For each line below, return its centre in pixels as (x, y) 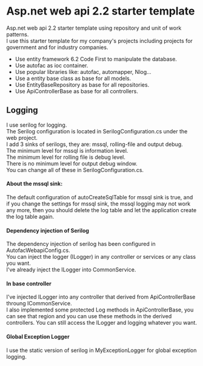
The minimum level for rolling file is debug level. (66, 157)
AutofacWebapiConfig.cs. (38, 250)
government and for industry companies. (57, 47)
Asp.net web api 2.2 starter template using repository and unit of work (94, 28)
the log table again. (30, 216)
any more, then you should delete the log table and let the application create (101, 210)
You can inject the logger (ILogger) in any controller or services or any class (101, 257)
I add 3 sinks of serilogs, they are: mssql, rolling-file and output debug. (95, 144)
